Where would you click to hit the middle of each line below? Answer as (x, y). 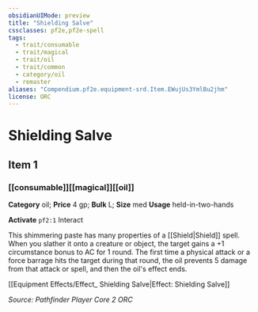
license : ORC (30, 97)
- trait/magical (42, 52)
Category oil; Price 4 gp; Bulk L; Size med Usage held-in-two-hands (121, 205)
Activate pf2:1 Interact (46, 220)
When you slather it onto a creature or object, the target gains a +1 (116, 244)
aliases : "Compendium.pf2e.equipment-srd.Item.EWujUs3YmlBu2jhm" (118, 89)
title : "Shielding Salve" (51, 23)
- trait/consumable (47, 45)
